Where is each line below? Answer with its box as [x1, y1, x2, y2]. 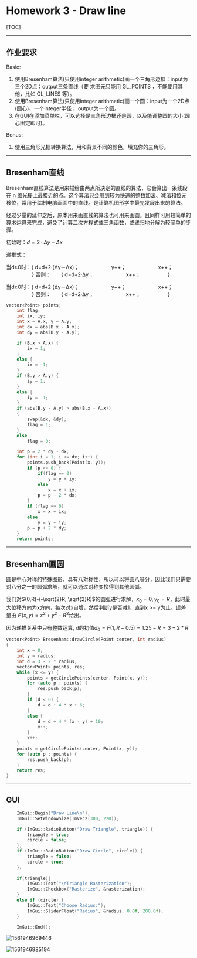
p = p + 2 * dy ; [27, 525, 67, 531]
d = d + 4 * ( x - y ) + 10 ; [37, 718, 104, 725]
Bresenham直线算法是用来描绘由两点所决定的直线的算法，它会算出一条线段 [6, 184, 188, 191]
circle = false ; [27, 837, 67, 843]
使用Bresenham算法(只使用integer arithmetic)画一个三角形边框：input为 [14, 75, 188, 83]
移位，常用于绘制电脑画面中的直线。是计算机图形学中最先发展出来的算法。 [6, 199, 186, 206]
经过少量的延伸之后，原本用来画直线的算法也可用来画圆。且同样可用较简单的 [6, 211, 191, 218]
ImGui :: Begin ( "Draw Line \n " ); [16, 810, 91, 816]
